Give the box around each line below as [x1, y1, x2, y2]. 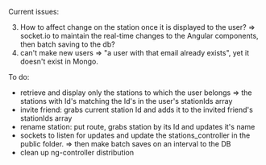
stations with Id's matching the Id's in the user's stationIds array [19, 97, 233, 105]
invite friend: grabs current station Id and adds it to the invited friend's [19, 105, 254, 114]
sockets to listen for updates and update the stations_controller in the [19, 130, 251, 140]
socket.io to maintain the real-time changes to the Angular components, [19, 31, 260, 40]
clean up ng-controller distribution [19, 148, 135, 157]
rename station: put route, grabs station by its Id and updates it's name [19, 122, 256, 131]
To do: [8, 72, 30, 81]
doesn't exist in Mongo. [19, 56, 99, 66]
